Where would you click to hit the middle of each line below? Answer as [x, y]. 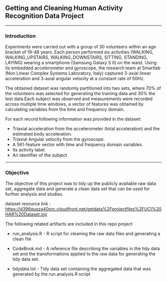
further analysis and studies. [34, 194]
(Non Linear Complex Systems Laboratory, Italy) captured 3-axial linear [78, 73]
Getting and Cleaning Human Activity [64, 8]
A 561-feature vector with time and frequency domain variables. [78, 144]
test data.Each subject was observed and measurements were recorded [79, 99]
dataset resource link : [28, 204]
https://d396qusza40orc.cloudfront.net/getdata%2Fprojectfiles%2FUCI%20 [83, 209]
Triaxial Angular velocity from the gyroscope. [58, 140]
